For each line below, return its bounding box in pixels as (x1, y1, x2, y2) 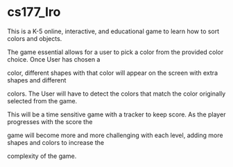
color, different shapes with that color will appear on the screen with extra (7, 69, 218, 77)
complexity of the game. (7, 152, 77, 160)
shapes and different (7, 76, 67, 84)
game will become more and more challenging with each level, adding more (7, 131, 223, 139)
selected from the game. (7, 96, 78, 105)
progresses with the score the (7, 117, 93, 125)
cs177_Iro (7, 4, 61, 20)
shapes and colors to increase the (7, 138, 105, 146)
